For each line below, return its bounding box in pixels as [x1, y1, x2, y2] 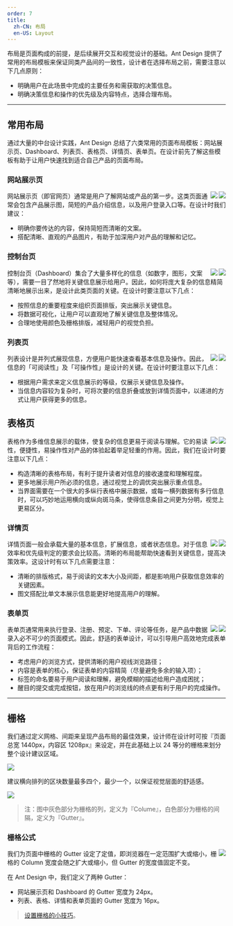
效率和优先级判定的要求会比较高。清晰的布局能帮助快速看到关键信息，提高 [7, 549, 220, 557]
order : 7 [7, 10, 33, 17]
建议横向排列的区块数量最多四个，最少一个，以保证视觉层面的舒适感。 [7, 778, 208, 786]
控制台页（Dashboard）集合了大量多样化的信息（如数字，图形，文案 [7, 268, 203, 277]
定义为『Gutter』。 [36, 814, 88, 822]
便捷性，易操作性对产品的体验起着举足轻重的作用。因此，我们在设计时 [19, 445, 220, 454]
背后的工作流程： [7, 643, 56, 651]
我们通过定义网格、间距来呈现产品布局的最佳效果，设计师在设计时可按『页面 [7, 732, 226, 741]
